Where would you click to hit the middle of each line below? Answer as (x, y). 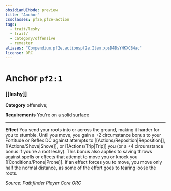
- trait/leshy (25, 29)
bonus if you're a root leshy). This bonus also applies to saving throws (79, 151)
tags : (11, 24)
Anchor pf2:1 (34, 78)
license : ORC (19, 53)
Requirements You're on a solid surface (47, 115)
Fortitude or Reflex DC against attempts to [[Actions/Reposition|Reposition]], (85, 140)
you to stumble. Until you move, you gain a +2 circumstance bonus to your (83, 135)
